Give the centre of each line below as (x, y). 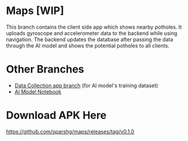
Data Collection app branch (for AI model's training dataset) (86, 85)
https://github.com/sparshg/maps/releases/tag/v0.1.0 (70, 131)
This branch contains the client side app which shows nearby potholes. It (94, 27)
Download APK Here (56, 116)
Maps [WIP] (35, 11)
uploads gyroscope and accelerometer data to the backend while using (92, 33)
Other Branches (45, 69)
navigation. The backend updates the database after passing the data (90, 39)
